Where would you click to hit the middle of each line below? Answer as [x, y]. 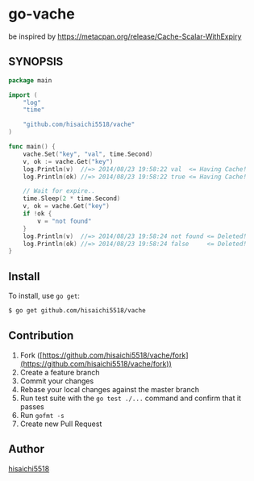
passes [32, 406]
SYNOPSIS [36, 62]
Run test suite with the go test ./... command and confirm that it [131, 398]
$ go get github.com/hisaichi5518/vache [77, 311]
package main [30, 80]
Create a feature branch [60, 372]
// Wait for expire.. [59, 191]
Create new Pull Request [61, 424]
